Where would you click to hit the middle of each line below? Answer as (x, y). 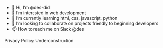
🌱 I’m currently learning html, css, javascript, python (65, 18)
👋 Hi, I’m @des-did (31, 8)
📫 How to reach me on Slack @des (48, 29)
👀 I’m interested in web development (49, 13)
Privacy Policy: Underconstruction (39, 40)
